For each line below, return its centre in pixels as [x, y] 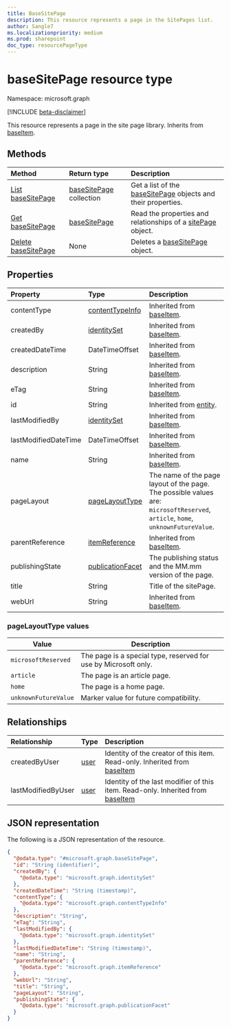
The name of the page [185, 475]
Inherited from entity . [183, 404]
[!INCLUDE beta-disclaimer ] [46, 111]
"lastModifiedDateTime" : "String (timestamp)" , [83, 948]
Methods [27, 154]
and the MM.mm [175, 566]
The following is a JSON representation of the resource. [86, 840]
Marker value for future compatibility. [141, 697]
